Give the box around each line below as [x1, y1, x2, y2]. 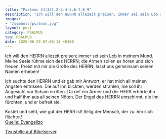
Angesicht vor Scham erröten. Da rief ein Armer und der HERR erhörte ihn [5, 88, 156, 94]
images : [5, 16, 21, 21]
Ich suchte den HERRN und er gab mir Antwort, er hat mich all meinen [5, 78, 147, 84]
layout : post [5, 26, 32, 31]
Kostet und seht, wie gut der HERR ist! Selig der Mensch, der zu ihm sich [5, 108, 153, 114]
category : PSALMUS [5, 30, 43, 35]
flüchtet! [5, 114, 22, 120]
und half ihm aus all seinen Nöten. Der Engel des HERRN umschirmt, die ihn [5, 94, 159, 100]
